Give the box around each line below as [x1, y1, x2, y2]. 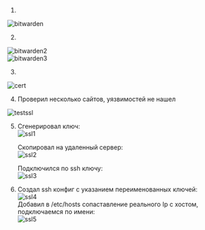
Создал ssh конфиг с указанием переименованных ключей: [17, 185, 198, 194]
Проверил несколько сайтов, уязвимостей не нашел [17, 95, 176, 103]
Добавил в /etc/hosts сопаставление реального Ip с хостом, [17, 200, 199, 208]
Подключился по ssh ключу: [17, 164, 103, 172]
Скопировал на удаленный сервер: [17, 143, 124, 151]
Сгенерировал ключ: [17, 122, 81, 130]
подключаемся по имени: [17, 208, 95, 216]
